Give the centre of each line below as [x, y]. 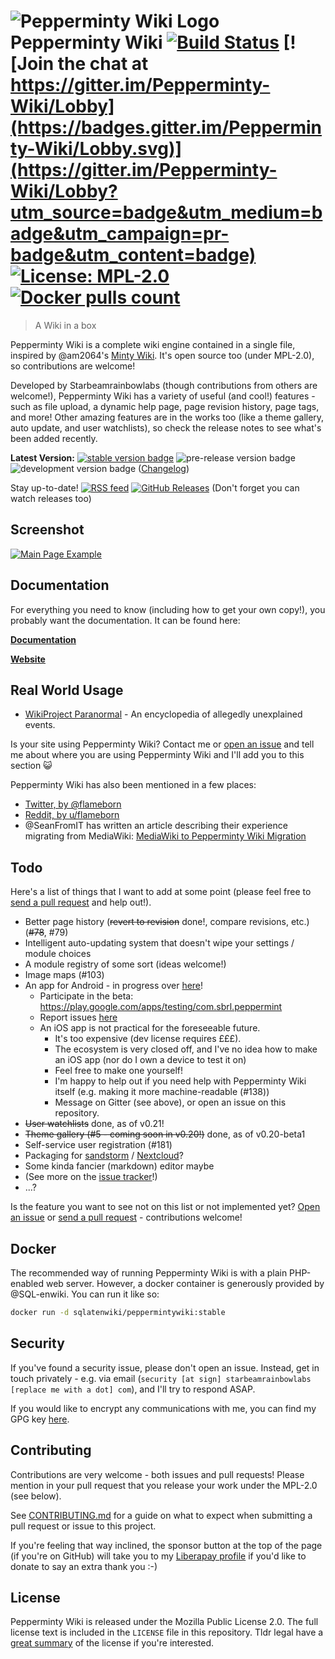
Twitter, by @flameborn [73, 804]
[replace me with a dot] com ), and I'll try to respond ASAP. [133, 1389]
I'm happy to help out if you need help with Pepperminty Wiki [180, 1081]
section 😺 [31, 766]
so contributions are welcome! [73, 366]
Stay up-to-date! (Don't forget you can [155, 487]
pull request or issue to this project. [83, 1526]
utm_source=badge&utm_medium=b [166, 212]
